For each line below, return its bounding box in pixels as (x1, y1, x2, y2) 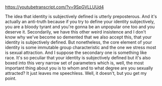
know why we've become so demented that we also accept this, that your (5, 34, 152, 40)
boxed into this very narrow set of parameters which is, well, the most (5, 60, 144, 66)
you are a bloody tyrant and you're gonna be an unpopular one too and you (5, 24, 155, 30)
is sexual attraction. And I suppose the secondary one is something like (5, 50, 147, 55)
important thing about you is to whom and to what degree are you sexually (5, 65, 153, 71)
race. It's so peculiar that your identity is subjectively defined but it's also (5, 55, 151, 60)
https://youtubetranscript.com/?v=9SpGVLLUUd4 (5, 4, 104, 10)
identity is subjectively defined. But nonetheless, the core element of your (5, 39, 152, 45)
